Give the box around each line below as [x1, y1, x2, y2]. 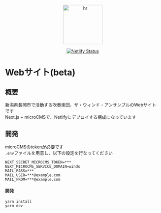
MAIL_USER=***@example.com [5, 172, 61, 178]
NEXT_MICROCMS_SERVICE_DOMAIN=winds [5, 164, 80, 169]
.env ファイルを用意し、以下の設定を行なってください [5, 150, 113, 156]
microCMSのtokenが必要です [5, 144, 64, 150]
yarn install [5, 199, 32, 204]
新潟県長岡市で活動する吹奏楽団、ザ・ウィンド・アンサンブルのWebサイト [5, 102, 157, 107]
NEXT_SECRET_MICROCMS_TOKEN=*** [5, 160, 71, 164]
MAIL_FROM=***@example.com [5, 177, 61, 182]
